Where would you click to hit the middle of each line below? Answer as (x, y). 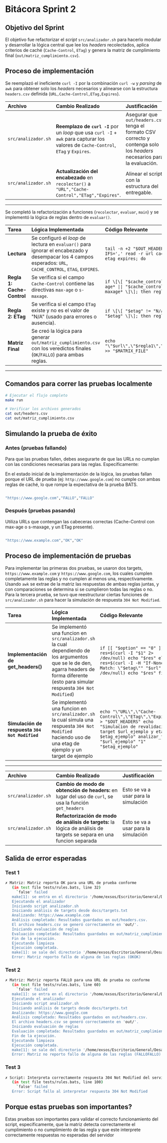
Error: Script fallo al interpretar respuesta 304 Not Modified (80, 1092)
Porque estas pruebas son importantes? (69, 1107)
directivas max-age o (55, 289)
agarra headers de (73, 669)
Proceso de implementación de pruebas (68, 556)
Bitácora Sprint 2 (41, 9)
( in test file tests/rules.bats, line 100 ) (57, 1082)
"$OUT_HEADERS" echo (129, 721)
